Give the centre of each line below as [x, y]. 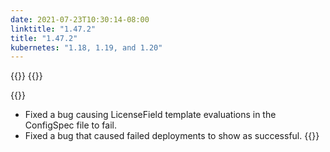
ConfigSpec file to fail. [70, 125]
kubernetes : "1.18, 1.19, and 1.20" [86, 47]
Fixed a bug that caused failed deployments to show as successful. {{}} [172, 136]
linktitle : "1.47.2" [53, 29]
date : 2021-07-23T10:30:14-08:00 [80, 19]
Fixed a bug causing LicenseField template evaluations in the [150, 115]
